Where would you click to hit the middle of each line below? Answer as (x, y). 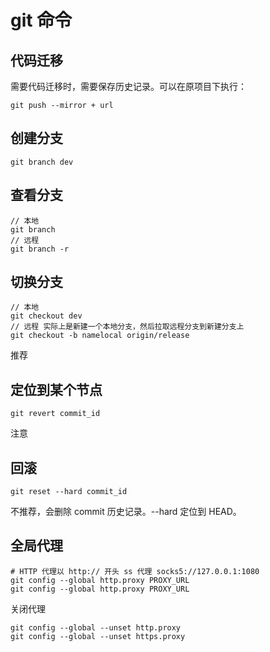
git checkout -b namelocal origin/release (100, 336)
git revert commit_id (55, 414)
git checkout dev (46, 316)
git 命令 (41, 20)
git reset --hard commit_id (69, 492)
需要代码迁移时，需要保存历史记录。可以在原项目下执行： (128, 86)
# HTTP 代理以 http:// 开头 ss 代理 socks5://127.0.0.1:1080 (135, 571)
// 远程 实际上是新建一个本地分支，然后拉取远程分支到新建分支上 (127, 327)
